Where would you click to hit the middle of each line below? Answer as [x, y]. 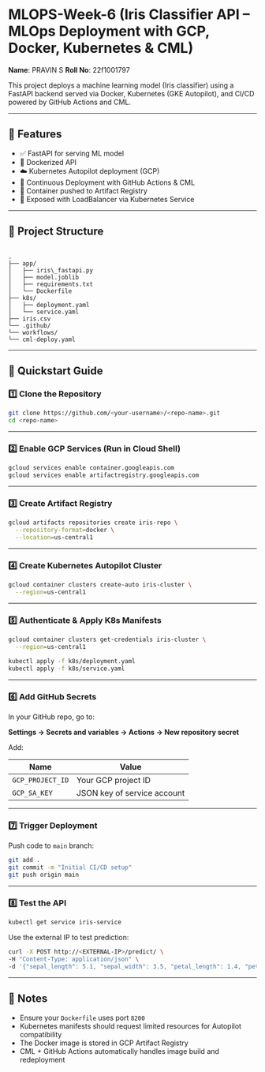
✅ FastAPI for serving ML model [72, 153]
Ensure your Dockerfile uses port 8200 [82, 1018]
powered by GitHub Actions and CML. [70, 102]
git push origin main [44, 875]
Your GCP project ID [114, 781]
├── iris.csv [30, 319]
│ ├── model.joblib [44, 277]
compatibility [41, 1034]
